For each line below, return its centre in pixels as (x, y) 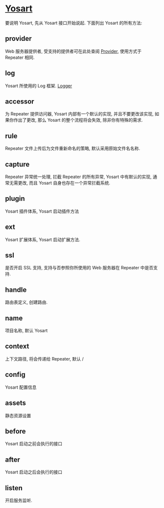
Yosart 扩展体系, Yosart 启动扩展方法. (43, 239)
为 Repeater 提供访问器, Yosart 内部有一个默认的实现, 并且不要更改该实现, (79, 114)
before (15, 431)
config (15, 375)
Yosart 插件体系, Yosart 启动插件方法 (42, 211)
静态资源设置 (18, 415)
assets (15, 403)
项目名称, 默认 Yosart (27, 330)
